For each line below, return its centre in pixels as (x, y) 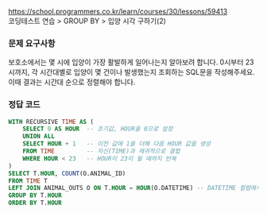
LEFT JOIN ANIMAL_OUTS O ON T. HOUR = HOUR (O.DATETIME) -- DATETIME (122, 188)
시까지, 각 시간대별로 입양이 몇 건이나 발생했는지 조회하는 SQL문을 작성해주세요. (132, 72)
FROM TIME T (28, 181)
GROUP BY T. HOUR (35, 196)
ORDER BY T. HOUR (35, 203)
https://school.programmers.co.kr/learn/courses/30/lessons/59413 (118, 12)
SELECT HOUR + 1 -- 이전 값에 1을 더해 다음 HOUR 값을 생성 (117, 144)
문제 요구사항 (32, 43)
